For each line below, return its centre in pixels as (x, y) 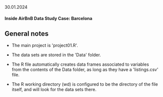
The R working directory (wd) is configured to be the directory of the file (85, 84)
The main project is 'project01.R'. (45, 46)
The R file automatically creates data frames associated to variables (80, 64)
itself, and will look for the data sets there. (54, 90)
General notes (27, 34)
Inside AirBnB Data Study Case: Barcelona (49, 18)
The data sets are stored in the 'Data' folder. (56, 55)
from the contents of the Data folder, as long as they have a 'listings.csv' (85, 70)
